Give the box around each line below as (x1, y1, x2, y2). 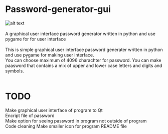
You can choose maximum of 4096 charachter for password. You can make (5, 57, 161, 63)
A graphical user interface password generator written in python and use (5, 30, 156, 36)
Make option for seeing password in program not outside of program (5, 117, 147, 123)
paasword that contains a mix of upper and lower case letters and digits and (5, 62, 162, 68)
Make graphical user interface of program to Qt (5, 107, 103, 113)
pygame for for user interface (5, 36, 66, 42)
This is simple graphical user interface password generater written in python (5, 46, 163, 52)
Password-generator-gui (5, 3, 111, 15)
